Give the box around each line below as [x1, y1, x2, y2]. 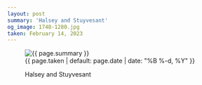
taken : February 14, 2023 [7, 30, 83, 37]
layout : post [7, 10, 46, 18]
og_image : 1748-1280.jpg [7, 23, 80, 30]
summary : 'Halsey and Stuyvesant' [7, 17, 109, 24]
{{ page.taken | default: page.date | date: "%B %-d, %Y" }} [25, 57, 195, 65]
